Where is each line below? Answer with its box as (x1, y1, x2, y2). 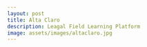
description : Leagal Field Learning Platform (7, 23, 140, 30)
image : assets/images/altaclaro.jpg (7, 29, 112, 37)
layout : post (7, 10, 45, 17)
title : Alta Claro (7, 17, 60, 23)
